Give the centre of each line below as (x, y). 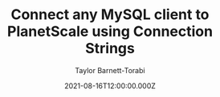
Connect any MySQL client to (110, 15)
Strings (110, 48)
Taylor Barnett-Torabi (110, 70)
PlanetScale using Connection (110, 31)
